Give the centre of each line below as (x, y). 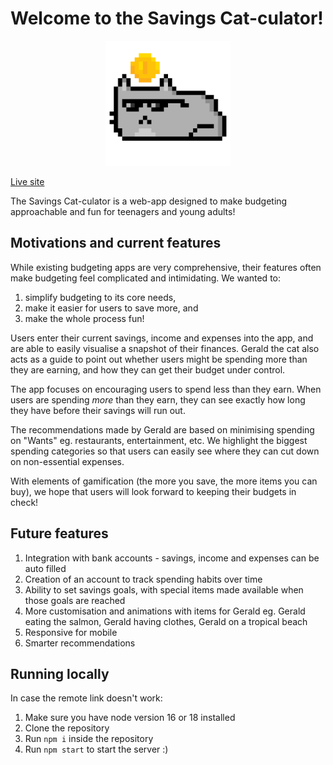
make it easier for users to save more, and (111, 308)
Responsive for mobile (71, 632)
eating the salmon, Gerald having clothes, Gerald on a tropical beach (166, 621)
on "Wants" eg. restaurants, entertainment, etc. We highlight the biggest (159, 440)
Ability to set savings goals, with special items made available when (164, 589)
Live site (27, 181)
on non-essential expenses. (67, 461)
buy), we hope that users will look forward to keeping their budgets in (153, 491)
